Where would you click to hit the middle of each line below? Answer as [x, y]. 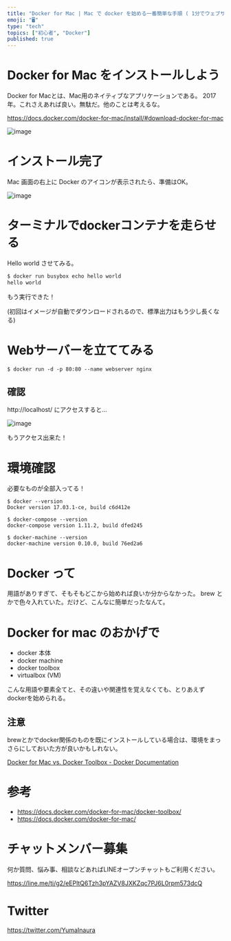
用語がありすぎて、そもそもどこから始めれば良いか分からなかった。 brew [111, 594]
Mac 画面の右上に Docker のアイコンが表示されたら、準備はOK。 [100, 182]
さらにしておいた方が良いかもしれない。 [64, 749]
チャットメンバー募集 [67, 849]
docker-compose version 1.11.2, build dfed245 [75, 526]
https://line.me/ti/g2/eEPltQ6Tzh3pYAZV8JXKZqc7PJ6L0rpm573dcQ [105, 883]
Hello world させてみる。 [42, 263]
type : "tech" [26, 26]
